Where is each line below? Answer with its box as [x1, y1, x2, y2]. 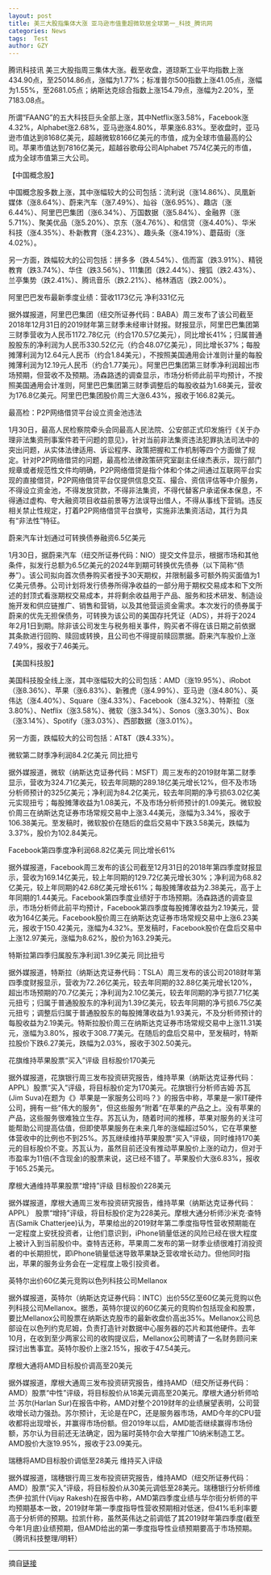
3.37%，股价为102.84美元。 [8, 828, 102, 838]
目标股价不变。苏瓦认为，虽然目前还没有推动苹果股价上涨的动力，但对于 [22, 1143, 263, 1153]
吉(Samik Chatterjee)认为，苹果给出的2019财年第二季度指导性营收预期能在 [8, 1218, 256, 1228]
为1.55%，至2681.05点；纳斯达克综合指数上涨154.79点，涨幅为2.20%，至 [8, 86, 254, 95]
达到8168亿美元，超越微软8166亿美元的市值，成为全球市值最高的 [29, 133, 246, 142]
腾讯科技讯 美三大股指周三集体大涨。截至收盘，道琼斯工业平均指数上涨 [8, 65, 244, 75]
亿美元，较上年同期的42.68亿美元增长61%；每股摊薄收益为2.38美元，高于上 [8, 883, 262, 893]
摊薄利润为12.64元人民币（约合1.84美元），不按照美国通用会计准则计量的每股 [8, 350, 263, 360]
